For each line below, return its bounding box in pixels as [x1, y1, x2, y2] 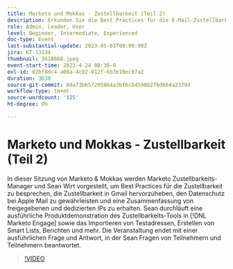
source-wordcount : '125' [7, 95, 79, 101]
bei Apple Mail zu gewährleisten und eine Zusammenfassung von [7, 196, 194, 205]
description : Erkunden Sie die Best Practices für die [7, 17, 169, 24]
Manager [7, 181, 33, 190]
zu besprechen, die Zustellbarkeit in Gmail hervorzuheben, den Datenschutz [7, 189, 225, 197]
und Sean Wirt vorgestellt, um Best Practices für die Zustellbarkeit [34, 181, 223, 190]
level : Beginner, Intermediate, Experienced [7, 29, 138, 37]
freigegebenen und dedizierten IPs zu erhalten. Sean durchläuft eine [7, 204, 203, 212]
